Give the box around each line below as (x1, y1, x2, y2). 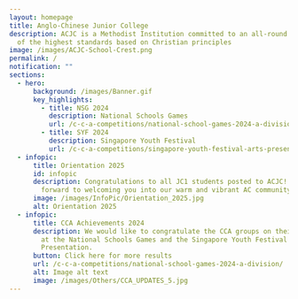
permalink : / (9, 54, 58, 63)
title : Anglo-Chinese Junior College (9, 21, 149, 30)
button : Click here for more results (32, 251, 173, 261)
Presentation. (41, 243, 93, 252)
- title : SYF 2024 (41, 128, 109, 137)
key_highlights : (32, 95, 93, 104)
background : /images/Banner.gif (32, 87, 153, 96)
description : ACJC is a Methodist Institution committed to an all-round (9, 29, 288, 38)
